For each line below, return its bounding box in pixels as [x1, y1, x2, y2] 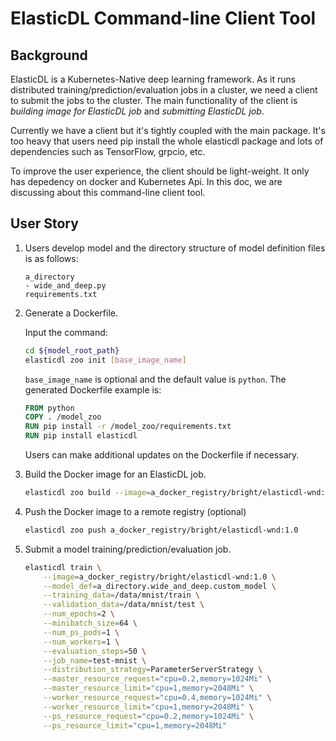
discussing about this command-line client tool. [10, 187, 206, 198]
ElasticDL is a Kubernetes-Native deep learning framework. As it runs [10, 73, 297, 85]
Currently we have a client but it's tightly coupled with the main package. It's [10, 125, 326, 136]
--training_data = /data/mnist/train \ [43, 590, 201, 601]
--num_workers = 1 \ [43, 637, 120, 647]
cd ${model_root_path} [24, 345, 120, 356]
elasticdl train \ [24, 562, 102, 572]
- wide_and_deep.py [24, 280, 107, 291]
